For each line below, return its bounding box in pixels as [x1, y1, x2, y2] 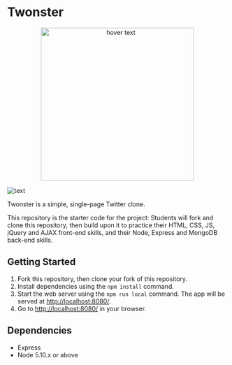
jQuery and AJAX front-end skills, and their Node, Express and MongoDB [7, 228, 218, 236]
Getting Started [7, 256, 76, 268]
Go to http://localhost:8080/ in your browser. [17, 304, 147, 313]
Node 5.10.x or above [17, 350, 78, 359]
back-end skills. [7, 236, 53, 244]
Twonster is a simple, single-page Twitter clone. [7, 200, 145, 208]
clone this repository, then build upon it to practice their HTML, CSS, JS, [7, 221, 215, 229]
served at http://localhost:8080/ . [17, 296, 111, 305]
